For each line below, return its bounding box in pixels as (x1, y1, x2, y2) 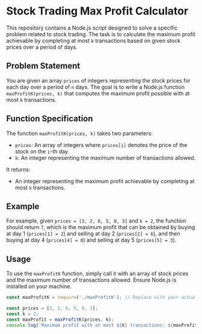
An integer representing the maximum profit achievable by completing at (14, 177, 195, 184)
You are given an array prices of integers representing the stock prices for (6, 77, 191, 84)
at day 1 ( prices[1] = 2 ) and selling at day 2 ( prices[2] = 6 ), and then (6, 230, 180, 238)
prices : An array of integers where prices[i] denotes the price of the (14, 141, 188, 148)
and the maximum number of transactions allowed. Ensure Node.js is (6, 276, 177, 284)
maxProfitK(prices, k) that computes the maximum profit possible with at (6, 89, 191, 97)
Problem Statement (6, 61, 81, 71)
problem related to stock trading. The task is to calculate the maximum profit (6, 30, 195, 37)
